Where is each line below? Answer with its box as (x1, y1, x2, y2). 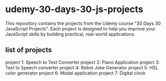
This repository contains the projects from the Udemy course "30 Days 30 (5, 20, 161, 26)
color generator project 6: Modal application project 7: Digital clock (5, 70, 146, 76)
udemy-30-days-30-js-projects (5, 4, 144, 15)
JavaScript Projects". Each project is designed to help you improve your (5, 25, 156, 31)
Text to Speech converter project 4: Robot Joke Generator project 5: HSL (5, 64, 159, 70)
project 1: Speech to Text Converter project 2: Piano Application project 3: (5, 59, 160, 65)
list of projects (5, 46, 52, 54)
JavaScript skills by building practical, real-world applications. (5, 31, 136, 37)
